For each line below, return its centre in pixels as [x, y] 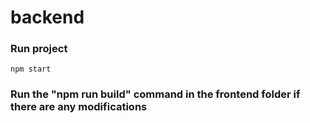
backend [47, 17]
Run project [39, 49]
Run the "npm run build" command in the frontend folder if [155, 94]
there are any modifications [79, 107]
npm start [31, 69]
